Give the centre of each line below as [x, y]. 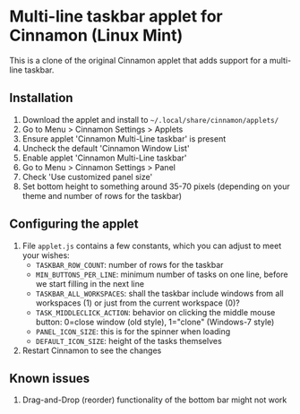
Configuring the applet [74, 224]
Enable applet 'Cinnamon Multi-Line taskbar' [104, 158]
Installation [41, 98]
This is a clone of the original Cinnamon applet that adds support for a [138, 60]
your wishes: [46, 255]
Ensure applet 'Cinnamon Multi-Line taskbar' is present [124, 138]
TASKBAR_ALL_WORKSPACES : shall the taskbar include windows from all [159, 293]
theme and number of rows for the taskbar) [102, 195]
